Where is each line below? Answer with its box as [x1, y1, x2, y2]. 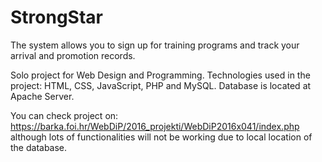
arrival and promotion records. [10, 49, 136, 61]
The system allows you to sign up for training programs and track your [10, 39, 300, 51]
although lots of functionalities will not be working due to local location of [10, 131, 313, 143]
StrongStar [10, 6, 103, 29]
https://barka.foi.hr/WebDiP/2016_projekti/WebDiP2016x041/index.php [10, 120, 300, 132]
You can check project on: [10, 109, 119, 121]
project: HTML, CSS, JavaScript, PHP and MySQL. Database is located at [10, 79, 312, 91]
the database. [10, 141, 68, 153]
